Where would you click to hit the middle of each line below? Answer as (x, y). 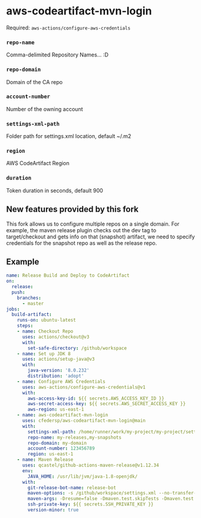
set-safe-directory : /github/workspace (77, 348)
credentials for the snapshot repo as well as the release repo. (82, 243)
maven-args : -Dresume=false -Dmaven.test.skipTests (94, 499)
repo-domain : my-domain (57, 443)
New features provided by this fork (72, 209)
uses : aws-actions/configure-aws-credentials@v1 (84, 387)
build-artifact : (32, 315)
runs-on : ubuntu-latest (47, 320)
